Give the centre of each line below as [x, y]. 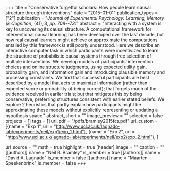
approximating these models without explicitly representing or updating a [82, 110]
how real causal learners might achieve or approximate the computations [81, 40]
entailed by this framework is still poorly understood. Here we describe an [82, 45]
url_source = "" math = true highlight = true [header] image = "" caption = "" [85, 147]
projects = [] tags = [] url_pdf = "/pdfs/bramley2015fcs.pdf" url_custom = [82, 121]
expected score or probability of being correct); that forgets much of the [81, 88]
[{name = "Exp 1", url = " [31, 126]
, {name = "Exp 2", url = [110, 132]
